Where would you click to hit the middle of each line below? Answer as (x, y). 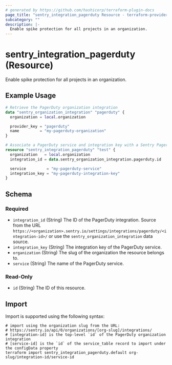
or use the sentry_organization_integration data (101, 236)
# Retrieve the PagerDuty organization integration (61, 107)
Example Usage (31, 96)
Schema (19, 194)
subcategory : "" (23, 19)
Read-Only (19, 276)
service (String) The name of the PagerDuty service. (68, 263)
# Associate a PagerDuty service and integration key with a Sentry (80, 145)
